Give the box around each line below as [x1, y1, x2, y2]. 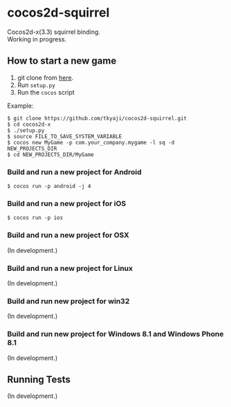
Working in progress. [7, 35, 67, 43]
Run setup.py [17, 81, 55, 89]
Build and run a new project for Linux [7, 263, 133, 273]
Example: [7, 102, 34, 110]
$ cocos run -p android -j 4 [7, 183, 91, 190]
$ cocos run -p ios [7, 214, 64, 222]
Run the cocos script [17, 88, 75, 96]
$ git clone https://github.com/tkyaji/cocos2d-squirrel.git [7, 115, 187, 122]
